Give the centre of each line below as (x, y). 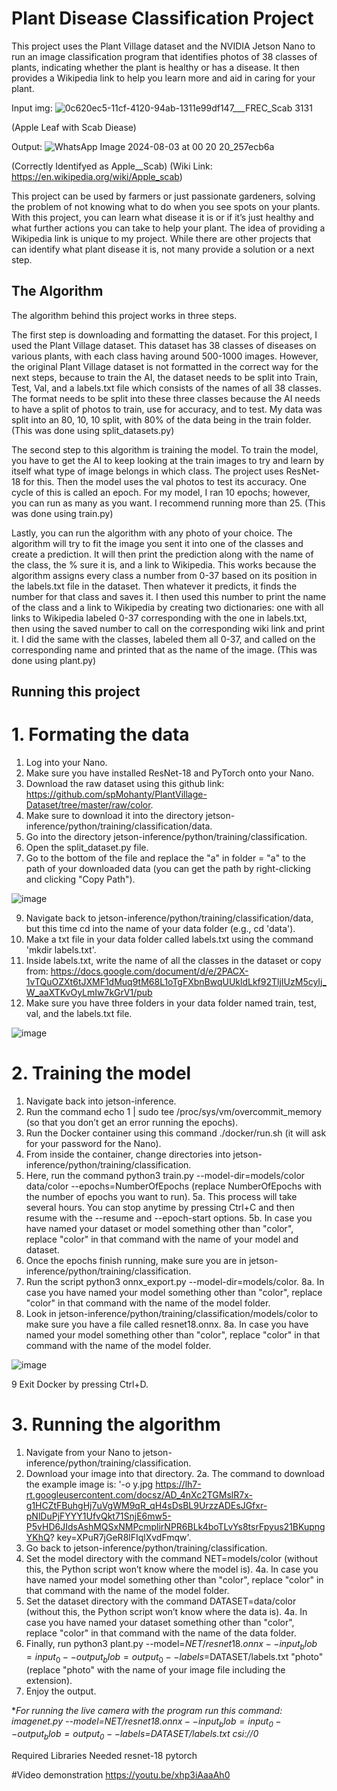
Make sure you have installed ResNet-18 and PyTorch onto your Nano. (170, 773)
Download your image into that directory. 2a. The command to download (175, 1473)
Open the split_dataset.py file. (87, 848)
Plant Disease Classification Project (162, 18)
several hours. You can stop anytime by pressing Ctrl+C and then (160, 1208)
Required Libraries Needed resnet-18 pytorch (104, 1756)
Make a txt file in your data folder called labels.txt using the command (169, 939)
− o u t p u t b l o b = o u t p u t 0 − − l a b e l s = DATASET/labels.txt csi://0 (135, 1735)
